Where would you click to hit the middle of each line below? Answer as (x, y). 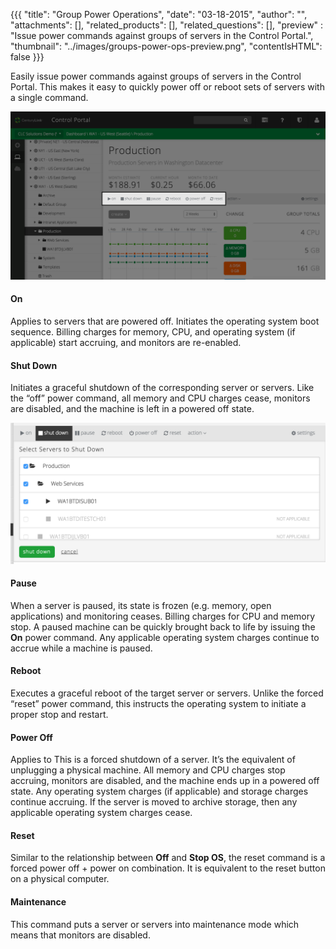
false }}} (27, 57)
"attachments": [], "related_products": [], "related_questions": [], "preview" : (167, 25)
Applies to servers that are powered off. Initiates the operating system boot (165, 321)
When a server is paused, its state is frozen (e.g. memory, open (141, 605)
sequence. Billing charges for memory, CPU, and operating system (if (153, 331)
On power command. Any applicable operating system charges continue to (165, 637)
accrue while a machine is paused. (81, 648)
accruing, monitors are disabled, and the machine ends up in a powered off (165, 781)
